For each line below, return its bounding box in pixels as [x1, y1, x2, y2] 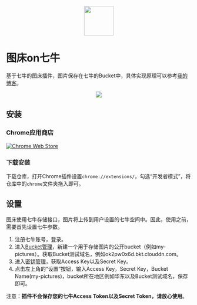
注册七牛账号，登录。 [14, 235, 66, 242]
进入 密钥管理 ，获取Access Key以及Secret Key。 [14, 258, 132, 265]
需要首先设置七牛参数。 [6, 223, 63, 230]
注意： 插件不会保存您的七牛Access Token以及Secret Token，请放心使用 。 [6, 292, 188, 300]
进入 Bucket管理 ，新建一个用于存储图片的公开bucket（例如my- [14, 243, 166, 250]
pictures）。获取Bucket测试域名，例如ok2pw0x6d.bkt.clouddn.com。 [14, 250, 182, 257]
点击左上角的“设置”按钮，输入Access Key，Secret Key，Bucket [14, 265, 169, 272]
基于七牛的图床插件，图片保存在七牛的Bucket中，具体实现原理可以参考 [6, 72, 178, 79]
